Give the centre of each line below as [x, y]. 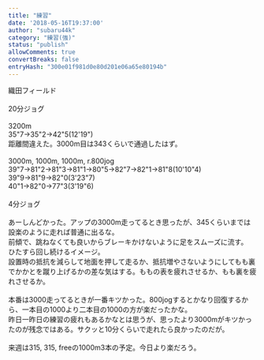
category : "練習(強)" [42, 37]
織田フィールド [32, 90]
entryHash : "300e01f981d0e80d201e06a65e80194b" [88, 67]
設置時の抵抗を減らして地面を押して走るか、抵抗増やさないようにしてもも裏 [132, 261]
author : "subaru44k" [42, 30]
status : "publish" [38, 45]
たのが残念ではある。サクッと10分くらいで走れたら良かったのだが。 [119, 329]
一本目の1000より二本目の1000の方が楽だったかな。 [107, 309]
